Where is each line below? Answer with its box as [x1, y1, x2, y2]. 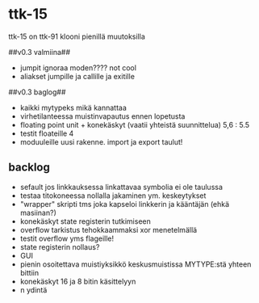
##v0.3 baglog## [8, 86, 66, 97]
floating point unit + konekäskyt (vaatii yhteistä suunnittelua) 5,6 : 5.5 [19, 120, 250, 129]
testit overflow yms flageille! [19, 234, 115, 243]
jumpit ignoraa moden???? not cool [19, 62, 137, 73]
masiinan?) [19, 208, 56, 217]
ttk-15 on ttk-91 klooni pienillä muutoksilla [8, 32, 145, 41]
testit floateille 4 [19, 128, 74, 138]
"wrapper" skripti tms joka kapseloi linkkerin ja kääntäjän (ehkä [19, 199, 230, 208]
